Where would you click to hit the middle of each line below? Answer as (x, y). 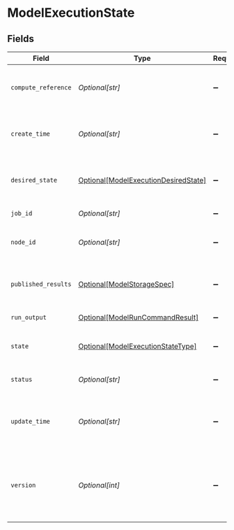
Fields (21, 39)
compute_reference (41, 88)
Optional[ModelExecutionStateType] (138, 346)
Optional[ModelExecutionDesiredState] (142, 180)
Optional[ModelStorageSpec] (126, 284)
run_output (29, 317)
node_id (23, 242)
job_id (22, 214)
